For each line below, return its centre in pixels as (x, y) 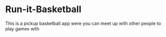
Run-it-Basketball (43, 9)
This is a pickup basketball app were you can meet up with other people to (83, 23)
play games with (22, 28)
